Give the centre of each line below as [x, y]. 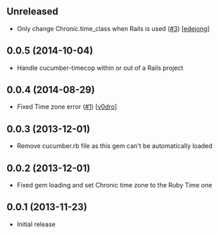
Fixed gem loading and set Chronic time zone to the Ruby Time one [114, 185]
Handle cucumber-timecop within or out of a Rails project [100, 68]
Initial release [36, 224]
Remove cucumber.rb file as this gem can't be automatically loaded [114, 146]
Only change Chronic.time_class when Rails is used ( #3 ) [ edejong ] [113, 28]
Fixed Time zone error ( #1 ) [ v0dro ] [67, 107]
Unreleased [33, 12]
